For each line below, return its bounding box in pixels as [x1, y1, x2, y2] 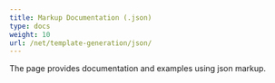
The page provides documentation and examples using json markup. [9, 63, 266, 74]
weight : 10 [9, 30, 51, 39]
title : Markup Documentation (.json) [9, 13, 152, 23]
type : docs [9, 22, 51, 31]
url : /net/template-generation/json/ [9, 38, 152, 48]
